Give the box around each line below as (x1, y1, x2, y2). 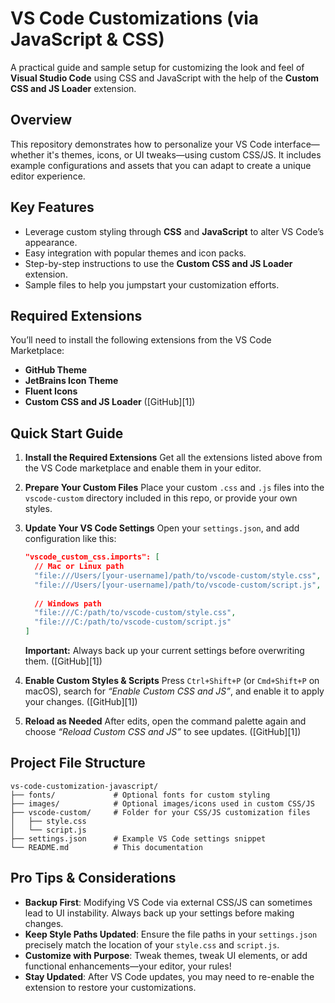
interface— (274, 138, 320, 150)
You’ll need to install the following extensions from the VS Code (10, 334, 272, 346)
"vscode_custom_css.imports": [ (24, 552, 160, 562)
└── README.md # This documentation (10, 842, 203, 852)
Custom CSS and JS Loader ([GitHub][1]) (24, 396, 196, 408)
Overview (10, 112, 73, 129)
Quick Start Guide (10, 425, 124, 442)
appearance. (24, 236, 78, 248)
